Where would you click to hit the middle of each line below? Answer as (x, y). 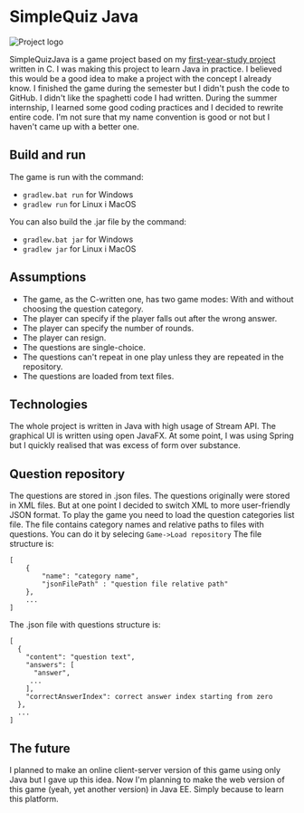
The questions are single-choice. (84, 347)
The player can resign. (64, 338)
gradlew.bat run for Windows (78, 194)
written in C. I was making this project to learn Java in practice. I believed (146, 69)
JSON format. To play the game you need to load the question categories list (152, 515)
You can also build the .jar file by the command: (98, 221)
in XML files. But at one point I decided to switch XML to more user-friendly (150, 505)
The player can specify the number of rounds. (108, 328)
